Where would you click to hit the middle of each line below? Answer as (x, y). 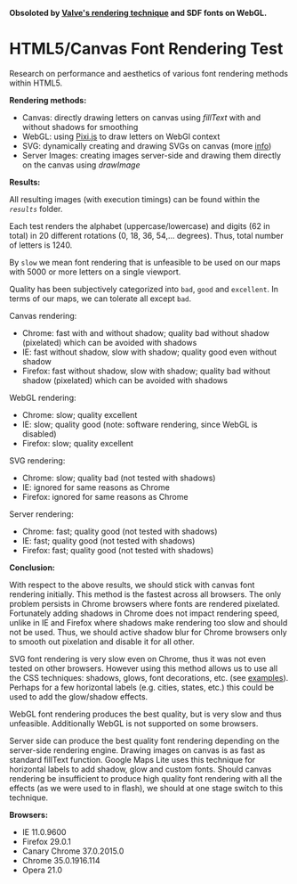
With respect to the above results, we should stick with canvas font (132, 585)
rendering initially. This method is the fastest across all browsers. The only (145, 594)
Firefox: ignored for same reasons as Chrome (105, 496)
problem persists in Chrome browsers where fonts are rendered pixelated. (144, 603)
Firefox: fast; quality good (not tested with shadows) (118, 550)
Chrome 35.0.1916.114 (61, 860)
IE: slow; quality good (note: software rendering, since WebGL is (140, 424)
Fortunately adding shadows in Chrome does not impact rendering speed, (144, 613)
